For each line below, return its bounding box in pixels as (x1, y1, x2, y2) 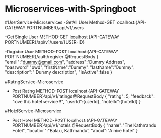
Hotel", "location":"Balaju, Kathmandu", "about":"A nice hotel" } (12, 127, 138, 133)
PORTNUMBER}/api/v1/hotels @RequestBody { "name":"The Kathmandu (12, 122, 157, 128)
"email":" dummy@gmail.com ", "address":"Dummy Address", (5, 59, 126, 65)
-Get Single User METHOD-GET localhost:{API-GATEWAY (5, 34, 120, 40)
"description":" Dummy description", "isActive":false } (5, 69, 113, 75)
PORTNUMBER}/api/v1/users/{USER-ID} (5, 39, 85, 45)
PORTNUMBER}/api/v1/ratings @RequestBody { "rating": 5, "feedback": (12, 93, 155, 99)
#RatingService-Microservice (5, 79, 64, 85)
